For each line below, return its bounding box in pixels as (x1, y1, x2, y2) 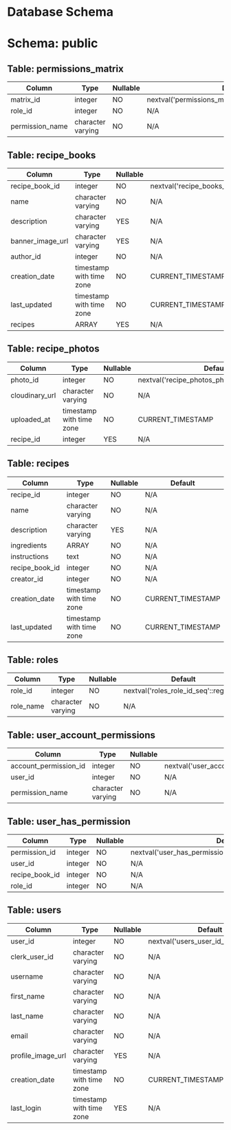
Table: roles (7, 654, 58, 666)
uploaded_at (10, 414, 51, 424)
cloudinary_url (10, 390, 56, 400)
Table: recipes (7, 458, 70, 470)
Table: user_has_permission (7, 816, 131, 827)
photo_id (10, 375, 39, 384)
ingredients (10, 541, 47, 550)
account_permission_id (10, 761, 86, 771)
